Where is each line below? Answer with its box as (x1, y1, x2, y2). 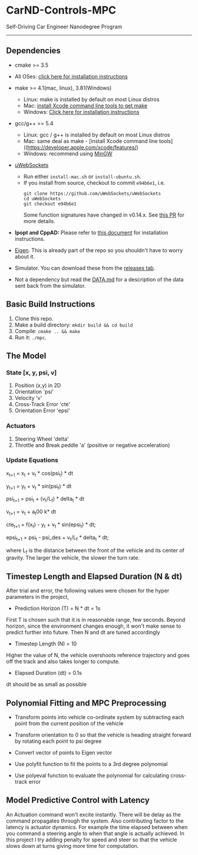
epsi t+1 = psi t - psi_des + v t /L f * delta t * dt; (6, 534, 109, 542)
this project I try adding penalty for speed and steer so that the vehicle (6, 836, 177, 843)
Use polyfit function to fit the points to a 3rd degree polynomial (14, 761, 168, 768)
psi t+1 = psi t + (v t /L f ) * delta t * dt (6, 495, 84, 504)
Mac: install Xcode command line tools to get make (23, 102, 147, 109)
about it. (14, 253, 35, 260)
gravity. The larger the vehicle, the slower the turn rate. (6, 554, 140, 562)
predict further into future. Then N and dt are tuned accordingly (6, 629, 160, 636)
